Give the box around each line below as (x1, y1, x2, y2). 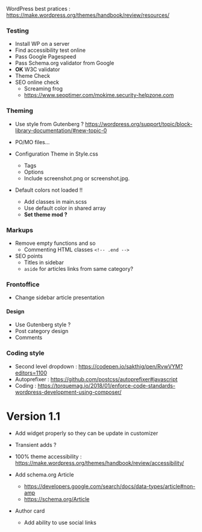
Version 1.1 (6, 410, 60, 423)
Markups (6, 226, 33, 234)
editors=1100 (14, 369, 47, 376)
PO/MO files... (14, 138, 50, 145)
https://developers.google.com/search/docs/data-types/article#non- (24, 483, 196, 490)
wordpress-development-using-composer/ (14, 388, 122, 396)
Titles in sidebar (24, 259, 65, 266)
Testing (6, 27, 29, 35)
